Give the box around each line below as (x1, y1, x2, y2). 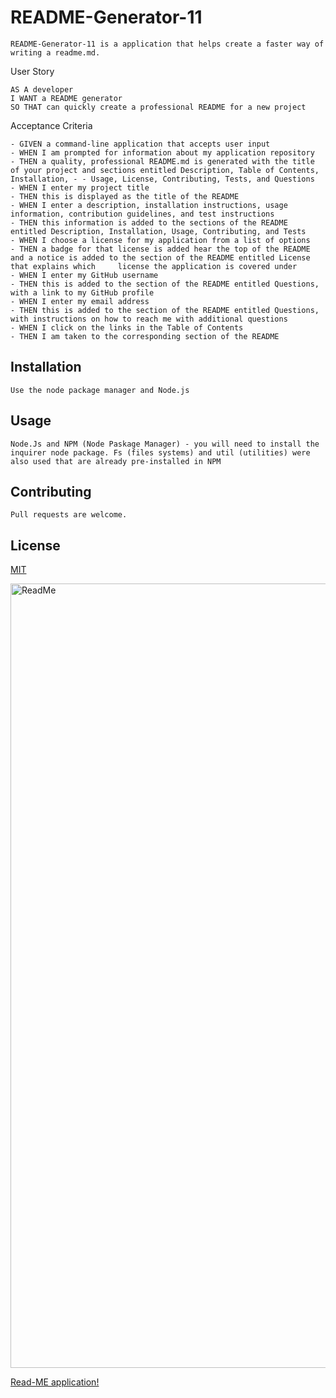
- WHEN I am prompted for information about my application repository (10, 147, 315, 158)
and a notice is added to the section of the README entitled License (10, 252, 311, 263)
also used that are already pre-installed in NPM (10, 456, 222, 466)
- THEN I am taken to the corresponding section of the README (10, 331, 280, 341)
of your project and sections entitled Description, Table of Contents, (10, 165, 320, 175)
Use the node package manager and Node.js (10, 385, 190, 395)
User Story (10, 65, 55, 77)
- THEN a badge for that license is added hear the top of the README (10, 244, 311, 254)
